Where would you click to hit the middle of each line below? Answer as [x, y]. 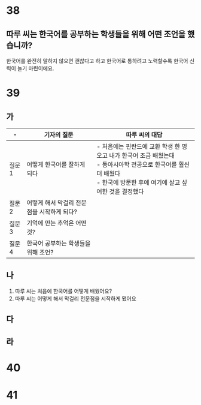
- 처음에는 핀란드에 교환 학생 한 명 [142, 146]
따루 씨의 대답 [144, 135]
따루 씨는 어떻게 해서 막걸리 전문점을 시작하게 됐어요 [75, 298]
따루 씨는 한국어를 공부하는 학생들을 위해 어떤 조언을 [96, 34]
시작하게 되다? [58, 212]
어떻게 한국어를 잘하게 [56, 164]
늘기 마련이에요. [36, 68]
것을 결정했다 [127, 191]
